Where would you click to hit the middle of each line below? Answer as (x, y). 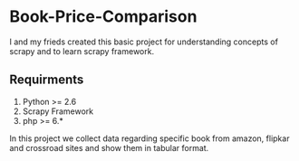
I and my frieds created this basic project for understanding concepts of (144, 42)
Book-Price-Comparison (103, 17)
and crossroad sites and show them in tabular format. (109, 147)
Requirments (47, 80)
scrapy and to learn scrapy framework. (82, 51)
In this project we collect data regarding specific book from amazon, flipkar (149, 138)
